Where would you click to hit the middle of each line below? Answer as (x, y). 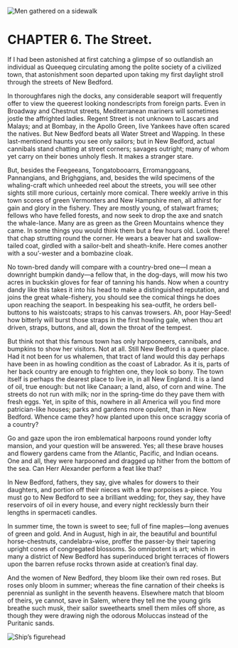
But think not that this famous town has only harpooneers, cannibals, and (114, 341)
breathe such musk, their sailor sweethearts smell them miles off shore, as (116, 607)
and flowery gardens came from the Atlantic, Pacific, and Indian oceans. (113, 453)
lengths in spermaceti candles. (52, 512)
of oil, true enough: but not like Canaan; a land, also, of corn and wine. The (117, 386)
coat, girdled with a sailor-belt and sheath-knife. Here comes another (126, 245)
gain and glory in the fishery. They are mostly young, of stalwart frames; (113, 208)
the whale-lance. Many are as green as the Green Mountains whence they (116, 223)
